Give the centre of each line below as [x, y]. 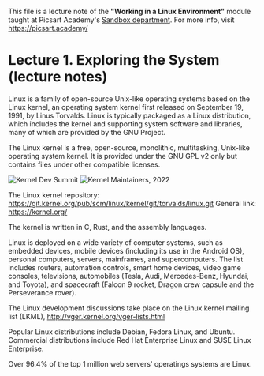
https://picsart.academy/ [48, 28]
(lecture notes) [58, 77]
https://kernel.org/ [38, 212]
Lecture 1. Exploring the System [114, 60]
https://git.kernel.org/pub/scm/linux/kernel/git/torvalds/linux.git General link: [132, 203]
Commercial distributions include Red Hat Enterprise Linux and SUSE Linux [130, 340]
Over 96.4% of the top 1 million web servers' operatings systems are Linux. [130, 363]
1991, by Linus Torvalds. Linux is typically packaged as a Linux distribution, [130, 115]
